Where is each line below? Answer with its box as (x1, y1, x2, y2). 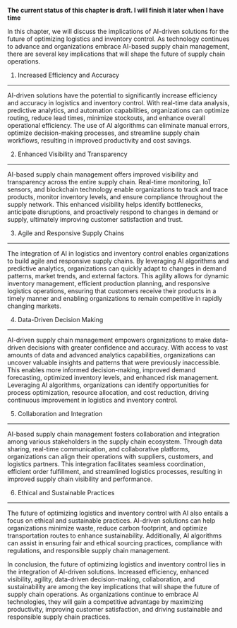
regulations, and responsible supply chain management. (7, 547, 171, 555)
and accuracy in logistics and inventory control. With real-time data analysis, (7, 99, 230, 107)
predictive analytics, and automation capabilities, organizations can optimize (7, 106, 229, 114)
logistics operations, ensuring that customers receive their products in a (7, 287, 217, 295)
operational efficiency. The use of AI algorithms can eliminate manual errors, (7, 122, 229, 129)
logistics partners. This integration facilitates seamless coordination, (7, 460, 206, 468)
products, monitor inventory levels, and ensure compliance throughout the (7, 193, 224, 201)
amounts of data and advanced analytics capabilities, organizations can (7, 351, 216, 359)
